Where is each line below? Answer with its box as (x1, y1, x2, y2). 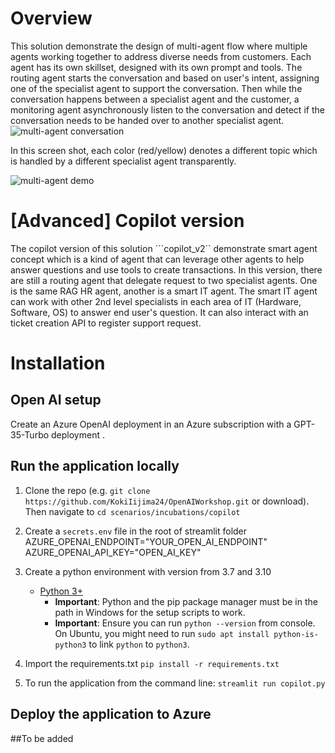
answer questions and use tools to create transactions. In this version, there (10, 263, 323, 276)
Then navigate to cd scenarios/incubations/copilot (24, 505, 241, 517)
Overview (10, 7, 93, 30)
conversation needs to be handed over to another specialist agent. (10, 114, 285, 126)
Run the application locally (10, 458, 180, 475)
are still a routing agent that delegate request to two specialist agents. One (10, 274, 318, 286)
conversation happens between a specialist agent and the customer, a (10, 93, 300, 105)
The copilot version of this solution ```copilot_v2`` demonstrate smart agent (10, 242, 318, 254)
